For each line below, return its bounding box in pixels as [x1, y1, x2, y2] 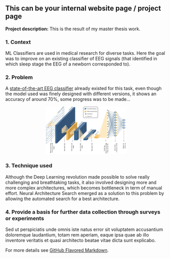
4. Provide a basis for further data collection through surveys [5, 208, 160, 216]
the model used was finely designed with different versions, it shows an [5, 91, 157, 97]
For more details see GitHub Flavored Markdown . [5, 247, 109, 253]
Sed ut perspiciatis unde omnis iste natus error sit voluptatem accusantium [5, 226, 163, 232]
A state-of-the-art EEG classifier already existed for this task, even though [5, 85, 162, 92]
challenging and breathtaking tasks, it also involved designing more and [5, 179, 157, 185]
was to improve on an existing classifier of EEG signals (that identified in [5, 56, 158, 62]
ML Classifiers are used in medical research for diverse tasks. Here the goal [5, 50, 165, 56]
